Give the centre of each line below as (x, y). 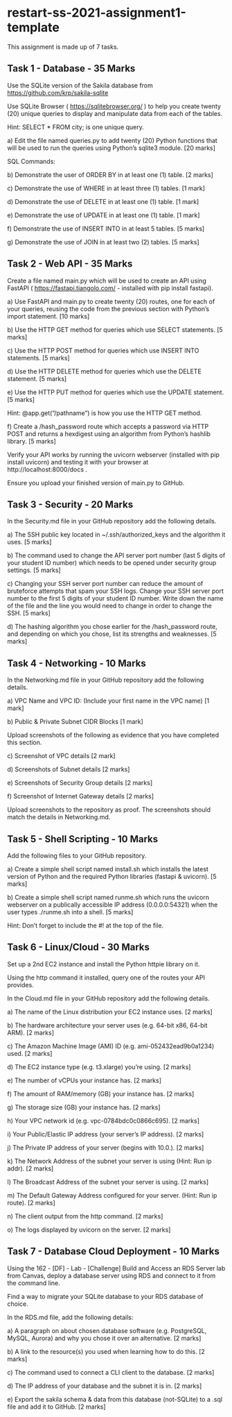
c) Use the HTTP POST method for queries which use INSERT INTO (103, 350)
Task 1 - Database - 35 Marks (71, 68)
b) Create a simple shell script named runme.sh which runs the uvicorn (108, 897)
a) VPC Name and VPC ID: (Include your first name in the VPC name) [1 (108, 701)
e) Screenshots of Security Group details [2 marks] (80, 783)
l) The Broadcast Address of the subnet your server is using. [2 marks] (108, 1182)
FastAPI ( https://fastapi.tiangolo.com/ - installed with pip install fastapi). (110, 288)
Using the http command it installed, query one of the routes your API (106, 978)
